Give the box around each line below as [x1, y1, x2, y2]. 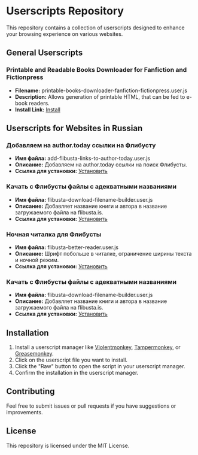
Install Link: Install [14, 106, 61, 113]
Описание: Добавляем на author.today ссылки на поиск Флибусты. [14, 161, 187, 168]
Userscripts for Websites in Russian [6, 123, 143, 134]
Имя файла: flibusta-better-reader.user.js [14, 244, 118, 251]
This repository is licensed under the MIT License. [6, 442, 130, 449]
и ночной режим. [14, 256, 59, 263]
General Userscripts [6, 48, 83, 58]
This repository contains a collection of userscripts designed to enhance [6, 24, 185, 31]
